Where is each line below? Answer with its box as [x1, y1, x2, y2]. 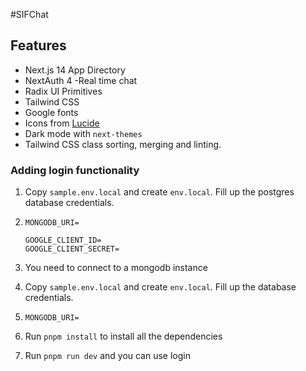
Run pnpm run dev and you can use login [24, 350, 191, 362]
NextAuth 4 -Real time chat [24, 74, 138, 86]
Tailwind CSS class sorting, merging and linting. [24, 138, 222, 150]
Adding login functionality [10, 163, 140, 177]
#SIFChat [10, 9, 49, 20]
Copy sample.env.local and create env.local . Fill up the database [24, 281, 297, 293]
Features [10, 37, 67, 54]
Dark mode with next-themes [24, 127, 143, 139]
